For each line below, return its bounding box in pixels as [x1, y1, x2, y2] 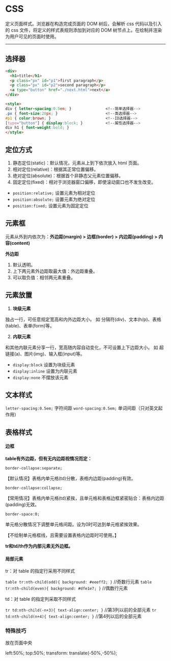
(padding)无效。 [5, 501, 40, 507]
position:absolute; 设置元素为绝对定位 [12, 196, 96, 202]
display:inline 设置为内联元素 [12, 368, 77, 374]
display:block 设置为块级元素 [12, 361, 75, 368]
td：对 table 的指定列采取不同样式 [5, 596, 76, 602]
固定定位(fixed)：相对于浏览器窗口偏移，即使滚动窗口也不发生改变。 [12, 179, 156, 185]
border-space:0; [5, 511, 40, 516]
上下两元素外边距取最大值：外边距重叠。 [12, 268, 98, 274]
